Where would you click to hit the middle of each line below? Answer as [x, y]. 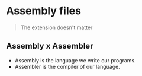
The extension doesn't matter [57, 27]
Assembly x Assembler [50, 46]
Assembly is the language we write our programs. [75, 60]
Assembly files [44, 11]
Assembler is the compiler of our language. [67, 66]
